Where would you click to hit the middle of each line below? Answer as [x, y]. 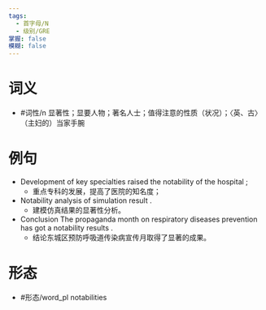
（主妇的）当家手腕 [52, 123]
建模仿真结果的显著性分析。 [79, 210]
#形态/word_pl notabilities [63, 297]
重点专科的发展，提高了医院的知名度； [96, 191]
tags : [17, 16]
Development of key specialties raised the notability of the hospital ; [134, 182]
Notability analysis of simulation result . [86, 200]
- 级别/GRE [33, 31]
